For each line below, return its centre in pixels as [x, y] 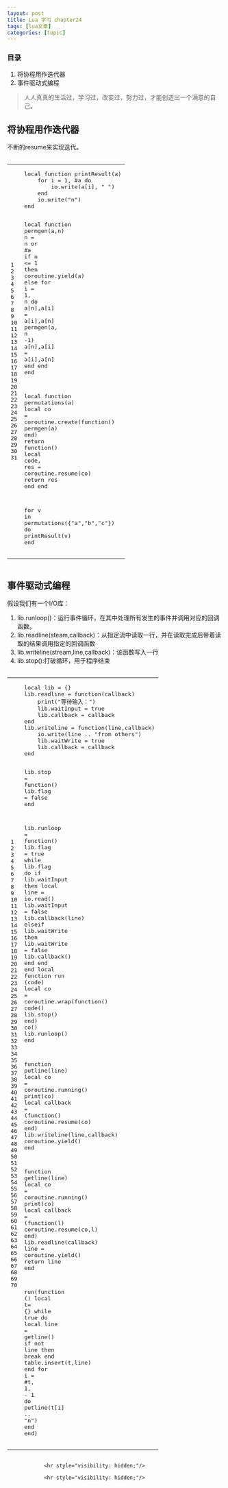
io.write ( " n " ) [59, 200]
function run [44, 976]
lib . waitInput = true [71, 709]
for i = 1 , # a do [64, 181]
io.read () [39, 899]
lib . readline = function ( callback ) [79, 694]
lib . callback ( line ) [54, 918]
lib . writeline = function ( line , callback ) [89, 728]
